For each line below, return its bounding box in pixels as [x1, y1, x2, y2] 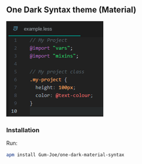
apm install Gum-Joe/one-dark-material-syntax [6, 152, 125, 158]
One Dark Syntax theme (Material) [6, 5, 137, 15]
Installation [6, 126, 40, 134]
